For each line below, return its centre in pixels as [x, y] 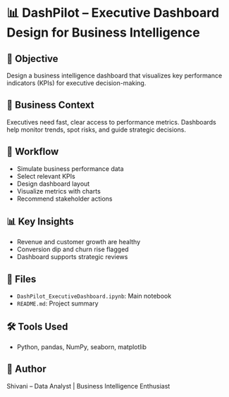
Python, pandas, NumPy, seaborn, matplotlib [82, 347]
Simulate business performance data [70, 168]
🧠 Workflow [33, 152]
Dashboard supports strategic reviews [72, 257]
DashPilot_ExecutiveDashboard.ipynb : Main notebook [94, 296]
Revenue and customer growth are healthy [79, 242]
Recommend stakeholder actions [64, 198]
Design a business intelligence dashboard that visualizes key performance [114, 75]
